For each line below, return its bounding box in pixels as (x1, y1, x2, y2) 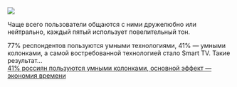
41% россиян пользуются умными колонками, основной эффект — (7, 64, 212, 72)
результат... (7, 57, 43, 64)
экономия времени (7, 71, 66, 80)
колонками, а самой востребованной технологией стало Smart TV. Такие (7, 49, 231, 57)
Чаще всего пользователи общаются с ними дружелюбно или (7, 21, 197, 28)
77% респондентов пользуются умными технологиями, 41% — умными (7, 42, 226, 50)
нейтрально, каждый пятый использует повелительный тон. (7, 28, 191, 36)
